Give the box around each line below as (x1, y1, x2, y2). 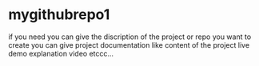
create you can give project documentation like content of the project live (8, 40, 250, 49)
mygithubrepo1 (8, 6, 110, 24)
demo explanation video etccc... (8, 49, 114, 58)
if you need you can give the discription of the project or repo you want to (8, 32, 252, 41)
